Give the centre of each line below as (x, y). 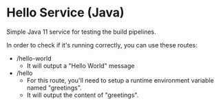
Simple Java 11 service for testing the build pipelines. (81, 32)
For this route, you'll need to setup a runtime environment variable (120, 80)
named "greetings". (54, 87)
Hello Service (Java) (65, 13)
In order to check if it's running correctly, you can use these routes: (102, 45)
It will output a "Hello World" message (81, 65)
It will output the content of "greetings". (83, 95)
